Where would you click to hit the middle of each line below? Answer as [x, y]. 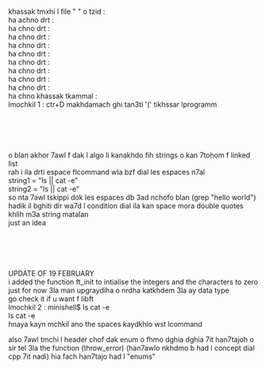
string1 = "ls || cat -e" [43, 181]
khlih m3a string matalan [48, 214]
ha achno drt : [31, 20]
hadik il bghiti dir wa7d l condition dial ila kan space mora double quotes [126, 206]
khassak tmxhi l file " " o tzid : [57, 12]
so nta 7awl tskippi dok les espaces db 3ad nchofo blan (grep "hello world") [132, 197]
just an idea [27, 223]
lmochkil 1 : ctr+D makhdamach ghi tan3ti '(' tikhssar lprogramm [113, 104]
